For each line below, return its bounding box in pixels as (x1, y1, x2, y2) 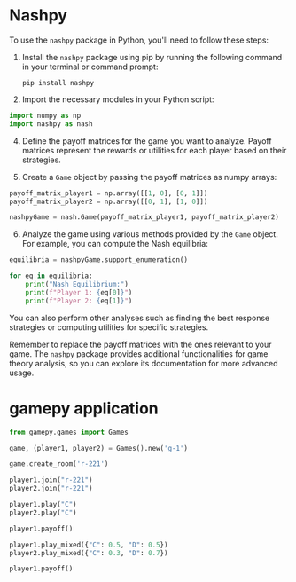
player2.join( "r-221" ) (9, 484, 93, 493)
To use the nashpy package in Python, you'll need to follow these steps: (9, 35, 269, 45)
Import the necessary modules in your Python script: (21, 94, 214, 105)
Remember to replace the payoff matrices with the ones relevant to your (9, 339, 272, 350)
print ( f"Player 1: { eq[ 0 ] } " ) (25, 287, 133, 297)
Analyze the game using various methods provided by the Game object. (21, 229, 279, 240)
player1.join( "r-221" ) (9, 476, 93, 484)
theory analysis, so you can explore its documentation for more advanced (9, 358, 278, 368)
